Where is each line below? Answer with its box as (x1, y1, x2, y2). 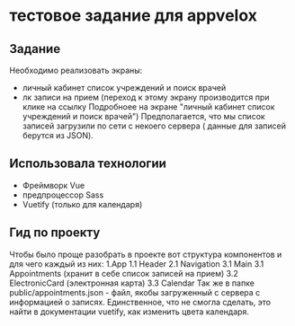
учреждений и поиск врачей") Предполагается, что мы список (22, 111, 265, 121)
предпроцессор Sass (22, 189, 104, 200)
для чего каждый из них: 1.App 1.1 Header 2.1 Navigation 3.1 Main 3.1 (9, 258, 264, 269)
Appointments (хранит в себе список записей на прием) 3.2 (9, 268, 238, 278)
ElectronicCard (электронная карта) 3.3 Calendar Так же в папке (9, 278, 255, 288)
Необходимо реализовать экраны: (9, 65, 143, 75)
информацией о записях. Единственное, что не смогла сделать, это (9, 296, 272, 307)
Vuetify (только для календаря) (22, 198, 143, 209)
